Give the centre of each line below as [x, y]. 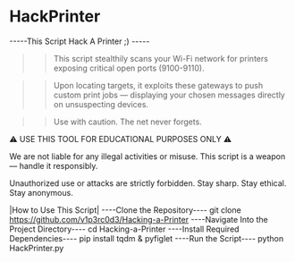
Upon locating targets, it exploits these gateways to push [158, 85]
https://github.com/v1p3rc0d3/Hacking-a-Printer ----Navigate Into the [139, 219]
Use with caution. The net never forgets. [128, 122]
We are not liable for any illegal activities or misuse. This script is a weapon [147, 156]
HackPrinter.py [37, 248]
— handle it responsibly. [54, 165]
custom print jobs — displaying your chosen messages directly [169, 95]
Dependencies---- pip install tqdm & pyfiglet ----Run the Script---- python [147, 238]
